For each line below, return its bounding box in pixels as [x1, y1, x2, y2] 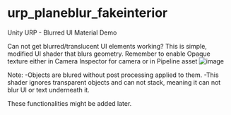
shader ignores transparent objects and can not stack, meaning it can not [7, 78, 221, 86]
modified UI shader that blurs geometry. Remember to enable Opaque [7, 49, 211, 58]
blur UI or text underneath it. [7, 85, 90, 94]
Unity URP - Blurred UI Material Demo [7, 28, 117, 37]
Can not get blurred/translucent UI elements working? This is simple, [7, 42, 207, 50]
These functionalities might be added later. [7, 99, 132, 107]
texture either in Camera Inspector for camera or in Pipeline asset [7, 56, 198, 65]
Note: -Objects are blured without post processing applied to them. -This [7, 71, 219, 79]
